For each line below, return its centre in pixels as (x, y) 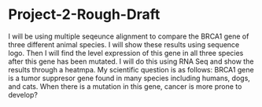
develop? (23, 94)
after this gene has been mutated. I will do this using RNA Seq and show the (131, 61)
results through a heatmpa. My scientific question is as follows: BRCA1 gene (131, 69)
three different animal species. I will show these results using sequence (124, 44)
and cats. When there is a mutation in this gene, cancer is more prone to (125, 86)
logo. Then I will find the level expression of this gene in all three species (126, 53)
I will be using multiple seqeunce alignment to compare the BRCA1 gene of (129, 36)
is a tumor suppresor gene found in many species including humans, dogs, (129, 78)
